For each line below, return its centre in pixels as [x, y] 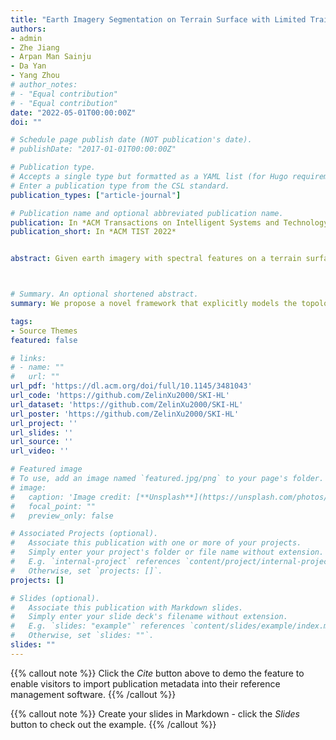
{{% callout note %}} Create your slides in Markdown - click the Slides [155, 713]
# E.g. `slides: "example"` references [98, 626]
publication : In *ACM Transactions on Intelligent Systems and [145, 222]
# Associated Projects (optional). [84, 534]
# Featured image [46, 469]
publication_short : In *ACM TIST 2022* [93, 232]
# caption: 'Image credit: [71, 497]
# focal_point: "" [53, 506]
